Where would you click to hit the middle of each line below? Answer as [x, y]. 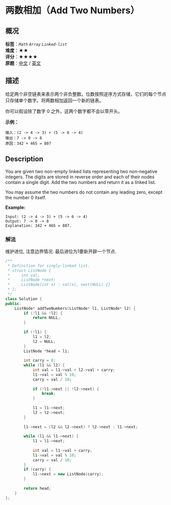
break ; [49, 394]
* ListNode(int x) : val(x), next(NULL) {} [59, 285]
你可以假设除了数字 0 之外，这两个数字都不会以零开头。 [64, 111]
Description [24, 159]
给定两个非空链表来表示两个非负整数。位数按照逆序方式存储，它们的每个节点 [86, 94]
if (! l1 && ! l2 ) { [43, 313]
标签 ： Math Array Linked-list [36, 44]
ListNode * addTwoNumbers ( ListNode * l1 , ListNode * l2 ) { [75, 308]
